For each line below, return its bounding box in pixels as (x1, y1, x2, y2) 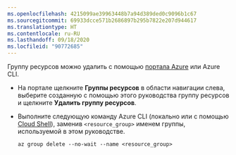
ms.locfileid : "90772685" (7, 43, 83, 50)
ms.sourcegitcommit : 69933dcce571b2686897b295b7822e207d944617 (7, 17, 197, 24)
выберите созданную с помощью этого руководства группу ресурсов (17, 91, 230, 99)
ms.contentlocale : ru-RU (7, 30, 80, 37)
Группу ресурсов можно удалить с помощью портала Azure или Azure (7, 63, 221, 70)
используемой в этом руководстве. (17, 128, 125, 135)
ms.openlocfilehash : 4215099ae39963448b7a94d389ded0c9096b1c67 (7, 10, 197, 18)
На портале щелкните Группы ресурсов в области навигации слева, (17, 84, 225, 92)
